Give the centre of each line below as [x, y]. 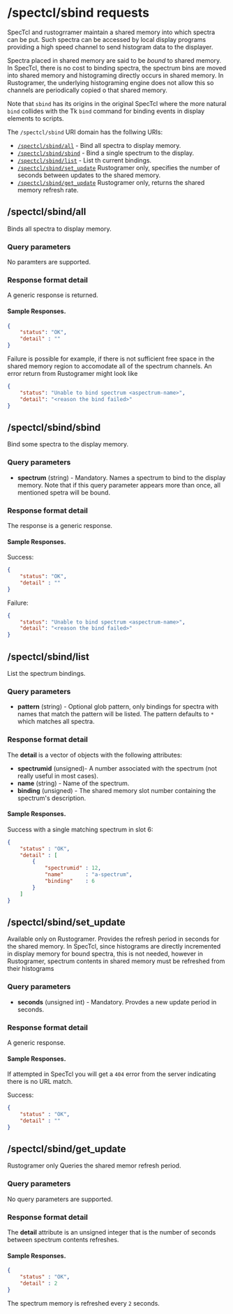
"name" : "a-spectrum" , [88, 875]
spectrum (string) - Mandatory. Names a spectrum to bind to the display [121, 477]
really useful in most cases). [58, 776]
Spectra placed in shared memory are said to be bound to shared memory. [114, 60]
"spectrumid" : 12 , [73, 868]
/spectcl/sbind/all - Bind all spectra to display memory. [99, 145]
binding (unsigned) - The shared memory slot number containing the [116, 790]
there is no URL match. [40, 1082]
